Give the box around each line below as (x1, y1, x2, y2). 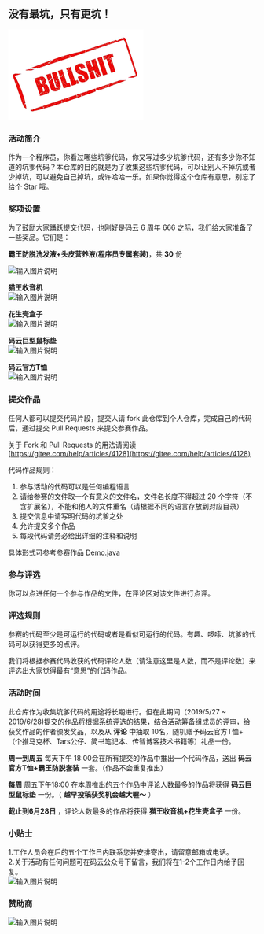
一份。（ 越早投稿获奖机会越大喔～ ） (37, 789, 156, 799)
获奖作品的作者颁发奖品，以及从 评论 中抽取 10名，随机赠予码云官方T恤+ (8, 726, 244, 736)
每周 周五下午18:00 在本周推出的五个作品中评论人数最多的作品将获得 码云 (8, 780, 245, 789)
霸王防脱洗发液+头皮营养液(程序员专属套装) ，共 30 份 (8, 249, 183, 259)
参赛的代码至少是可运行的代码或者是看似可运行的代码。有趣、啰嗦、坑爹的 (8, 629, 249, 639)
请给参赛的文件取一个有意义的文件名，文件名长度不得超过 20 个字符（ (19, 491, 246, 501)
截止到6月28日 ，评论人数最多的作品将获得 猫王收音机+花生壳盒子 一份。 (8, 806, 246, 816)
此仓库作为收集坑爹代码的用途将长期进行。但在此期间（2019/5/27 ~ (8, 707, 226, 716)
